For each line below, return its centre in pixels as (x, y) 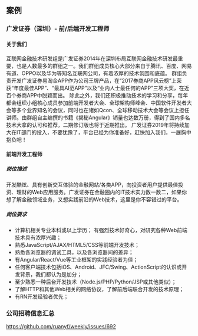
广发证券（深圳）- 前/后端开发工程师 (58, 29)
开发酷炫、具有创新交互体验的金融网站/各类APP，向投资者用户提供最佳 (92, 185)
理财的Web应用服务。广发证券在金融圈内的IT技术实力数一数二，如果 (99, 192)
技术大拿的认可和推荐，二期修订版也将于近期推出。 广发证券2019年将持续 (95, 125)
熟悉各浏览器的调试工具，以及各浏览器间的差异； (74, 252)
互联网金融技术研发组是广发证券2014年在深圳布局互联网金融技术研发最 (92, 58)
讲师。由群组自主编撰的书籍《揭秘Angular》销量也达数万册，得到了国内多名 (98, 118)
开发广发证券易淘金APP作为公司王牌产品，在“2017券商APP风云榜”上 (94, 80)
